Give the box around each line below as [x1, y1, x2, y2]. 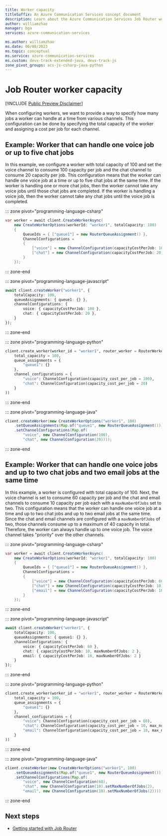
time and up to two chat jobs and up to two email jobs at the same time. [5, 510, 152, 516]
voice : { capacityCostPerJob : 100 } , [23, 306, 101, 311]
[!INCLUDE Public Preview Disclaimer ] [5, 101, 83, 107]
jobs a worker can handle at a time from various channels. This [5, 116, 134, 122]
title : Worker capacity [5, 7, 55, 12]
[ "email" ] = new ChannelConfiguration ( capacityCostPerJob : [31, 588, 157, 593]
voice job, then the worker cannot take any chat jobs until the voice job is [5, 193, 155, 199]
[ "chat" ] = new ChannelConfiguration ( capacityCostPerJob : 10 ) [31, 583, 164, 588]
